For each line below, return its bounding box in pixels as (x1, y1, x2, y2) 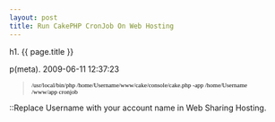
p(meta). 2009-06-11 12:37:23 (9, 64, 119, 74)
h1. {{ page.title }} (9, 46, 74, 57)
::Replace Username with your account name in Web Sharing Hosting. (9, 102, 267, 113)
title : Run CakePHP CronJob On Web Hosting (9, 22, 175, 30)
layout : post (9, 13, 58, 22)
